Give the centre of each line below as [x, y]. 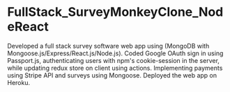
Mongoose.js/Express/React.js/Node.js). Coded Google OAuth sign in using [115, 53]
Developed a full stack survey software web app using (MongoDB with [108, 46]
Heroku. [18, 82]
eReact [28, 27]
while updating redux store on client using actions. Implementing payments [115, 68]
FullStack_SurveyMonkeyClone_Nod [115, 12]
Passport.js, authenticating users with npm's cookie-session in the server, [113, 60]
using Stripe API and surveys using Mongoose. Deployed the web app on [112, 75]
